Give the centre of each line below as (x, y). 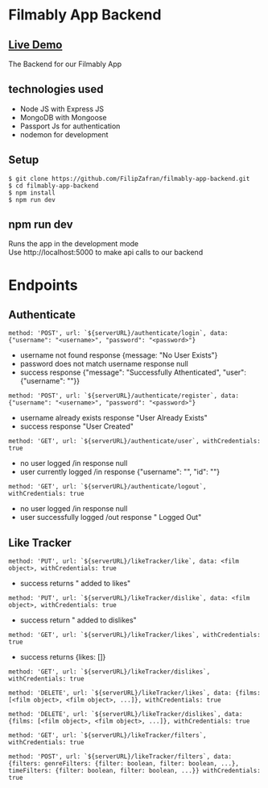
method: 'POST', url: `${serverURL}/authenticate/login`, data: (118, 333)
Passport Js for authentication (70, 126)
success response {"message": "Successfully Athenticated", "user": (133, 372)
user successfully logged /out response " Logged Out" (111, 518)
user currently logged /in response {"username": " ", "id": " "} (120, 472)
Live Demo (35, 45)
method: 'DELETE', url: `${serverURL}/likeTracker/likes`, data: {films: (135, 693)
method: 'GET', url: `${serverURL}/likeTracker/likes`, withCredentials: (135, 635)
